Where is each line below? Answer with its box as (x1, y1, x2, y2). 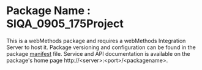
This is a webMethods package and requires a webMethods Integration (6, 37, 186, 44)
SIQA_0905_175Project (6, 17, 124, 31)
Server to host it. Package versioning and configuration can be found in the (6, 44, 196, 51)
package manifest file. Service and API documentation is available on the (6, 50, 190, 57)
